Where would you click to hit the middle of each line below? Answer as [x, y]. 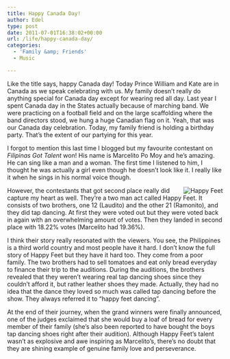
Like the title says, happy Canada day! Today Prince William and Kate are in [113, 84]
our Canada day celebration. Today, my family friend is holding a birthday [111, 127]
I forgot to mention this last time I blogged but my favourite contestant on [110, 148]
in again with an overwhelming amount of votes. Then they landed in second [115, 220]
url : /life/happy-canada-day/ [50, 39]
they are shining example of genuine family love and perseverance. [102, 348]
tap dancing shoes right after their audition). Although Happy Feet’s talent [111, 334]
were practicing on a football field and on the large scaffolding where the [110, 113]
